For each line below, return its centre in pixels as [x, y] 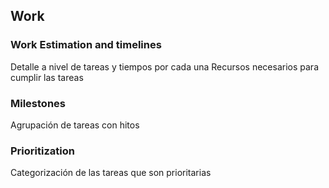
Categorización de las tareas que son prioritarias [111, 173]
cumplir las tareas [47, 77]
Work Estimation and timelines [86, 45]
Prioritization [42, 151]
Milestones [38, 103]
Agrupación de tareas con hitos [75, 125]
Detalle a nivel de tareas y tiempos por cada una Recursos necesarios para [164, 66]
